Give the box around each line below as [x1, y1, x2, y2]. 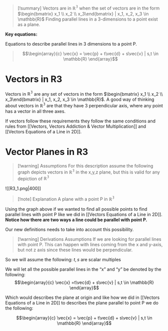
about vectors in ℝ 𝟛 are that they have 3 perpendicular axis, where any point [5, 102, 163, 108]
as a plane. [17, 21, 41, 27]
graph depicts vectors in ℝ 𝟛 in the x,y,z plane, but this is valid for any [17, 168, 160, 175]
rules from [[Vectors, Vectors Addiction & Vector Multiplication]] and [5, 123, 146, 129]
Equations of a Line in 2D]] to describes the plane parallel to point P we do [5, 299, 159, 305]
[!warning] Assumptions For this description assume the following [17, 162, 153, 169]
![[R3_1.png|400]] [5, 186, 41, 192]
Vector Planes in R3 [5, 146, 89, 157]
